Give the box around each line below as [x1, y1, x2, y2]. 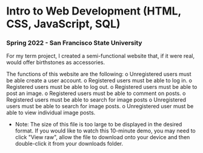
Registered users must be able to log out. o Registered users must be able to [6, 83, 198, 91]
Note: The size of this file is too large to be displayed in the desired [15, 121, 182, 128]
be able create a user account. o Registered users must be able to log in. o [6, 77, 193, 84]
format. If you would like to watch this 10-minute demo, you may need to [15, 127, 196, 134]
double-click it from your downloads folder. [15, 140, 124, 148]
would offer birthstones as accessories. [6, 59, 105, 66]
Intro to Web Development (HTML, [6, 4, 182, 18]
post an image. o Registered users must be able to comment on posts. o [6, 90, 186, 97]
